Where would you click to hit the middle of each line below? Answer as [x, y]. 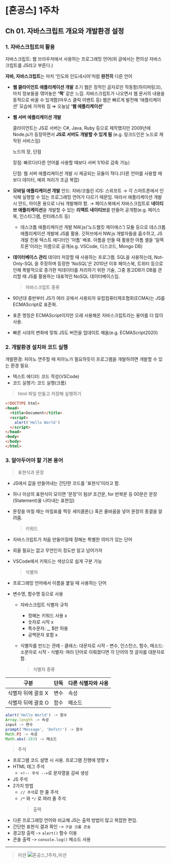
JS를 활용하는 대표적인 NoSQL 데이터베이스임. [74, 276]
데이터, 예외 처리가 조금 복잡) [51, 180]
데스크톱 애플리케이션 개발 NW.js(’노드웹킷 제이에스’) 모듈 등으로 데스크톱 [93, 227]
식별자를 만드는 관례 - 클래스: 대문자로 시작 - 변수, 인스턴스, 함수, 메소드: [92, 646]
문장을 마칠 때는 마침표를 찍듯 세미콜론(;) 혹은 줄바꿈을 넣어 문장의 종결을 [85, 512]
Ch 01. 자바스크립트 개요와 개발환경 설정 [65, 31]
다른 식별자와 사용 [88, 683]
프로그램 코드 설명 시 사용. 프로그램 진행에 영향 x [61, 760]
